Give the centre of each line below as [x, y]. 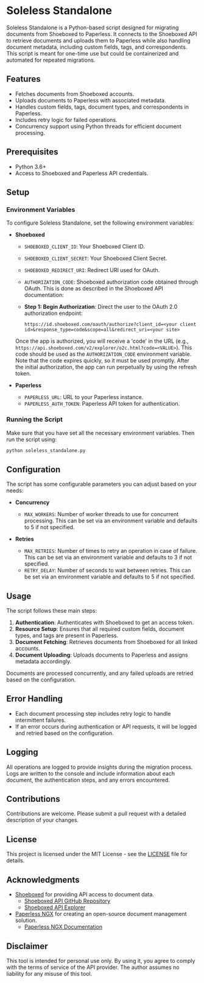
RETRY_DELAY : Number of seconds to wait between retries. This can [107, 571]
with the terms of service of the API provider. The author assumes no [93, 967]
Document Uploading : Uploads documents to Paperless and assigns [101, 655]
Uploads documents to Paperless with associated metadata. [90, 100]
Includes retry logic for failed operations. [66, 120]
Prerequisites [32, 152]
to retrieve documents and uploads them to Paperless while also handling [98, 40]
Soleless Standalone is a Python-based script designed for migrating [93, 27]
